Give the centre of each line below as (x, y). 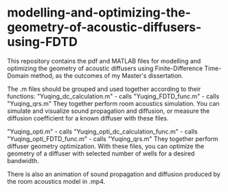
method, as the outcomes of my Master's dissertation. (107, 75)
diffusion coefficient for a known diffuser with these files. (88, 118)
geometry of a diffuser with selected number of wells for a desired (101, 153)
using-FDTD (42, 42)
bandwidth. (23, 160)
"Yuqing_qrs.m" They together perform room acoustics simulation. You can (113, 103)
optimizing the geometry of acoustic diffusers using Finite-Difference (105, 68)
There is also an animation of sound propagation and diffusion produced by (114, 174)
